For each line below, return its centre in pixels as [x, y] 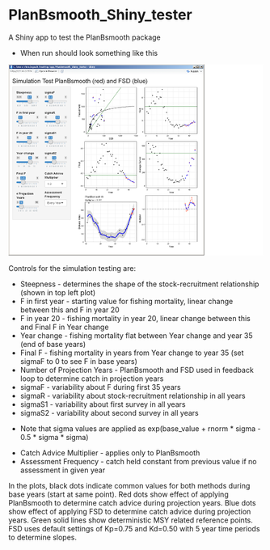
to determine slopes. [42, 537]
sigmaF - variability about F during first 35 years [100, 387]
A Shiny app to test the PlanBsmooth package [85, 37]
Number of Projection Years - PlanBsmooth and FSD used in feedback [137, 370]
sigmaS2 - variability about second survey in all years [110, 412]
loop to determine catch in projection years [92, 379]
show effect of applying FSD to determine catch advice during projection [130, 511]
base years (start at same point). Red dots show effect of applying [118, 494]
